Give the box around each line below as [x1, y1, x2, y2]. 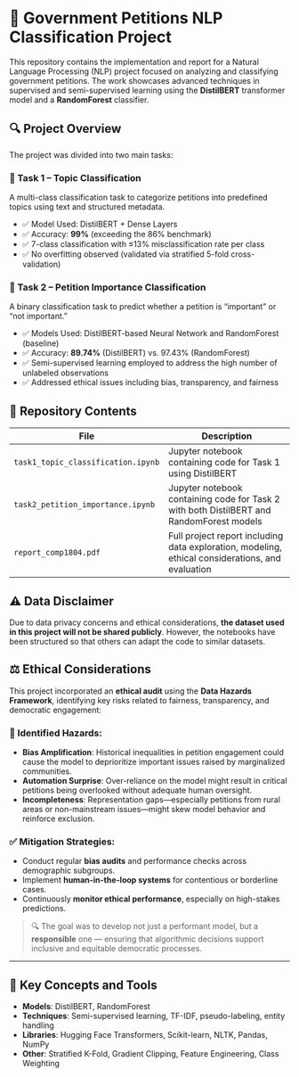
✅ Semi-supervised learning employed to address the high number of [21, 358, 278, 368]
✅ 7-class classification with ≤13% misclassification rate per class [21, 239, 265, 250]
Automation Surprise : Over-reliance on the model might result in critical [21, 776, 287, 786]
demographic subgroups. [21, 865, 116, 876]
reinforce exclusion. [21, 813, 95, 824]
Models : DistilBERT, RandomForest [21, 1001, 151, 1012]
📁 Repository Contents [9, 403, 138, 418]
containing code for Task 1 [167, 456, 280, 469]
